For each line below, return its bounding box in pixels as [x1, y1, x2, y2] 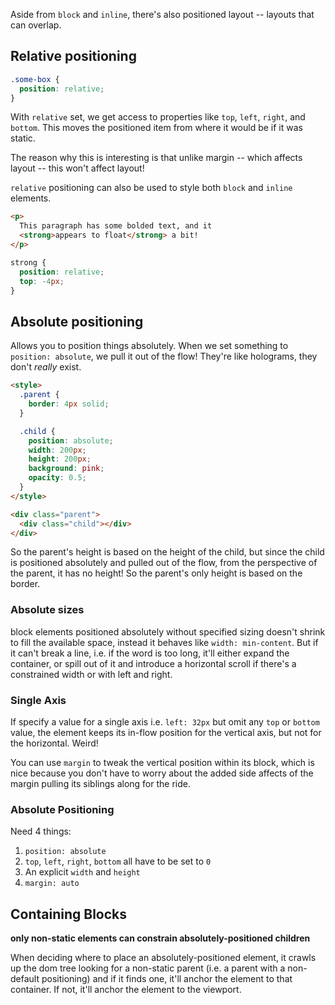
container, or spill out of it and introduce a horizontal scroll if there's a [10, 657, 297, 669]
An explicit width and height [24, 866, 141, 878]
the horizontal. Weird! [10, 737, 99, 749]
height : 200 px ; [28, 454, 92, 464]
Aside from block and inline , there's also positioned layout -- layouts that [10, 9, 315, 20]
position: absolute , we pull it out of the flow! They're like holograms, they [10, 350, 318, 363]
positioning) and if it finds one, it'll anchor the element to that [41, 973, 293, 985]
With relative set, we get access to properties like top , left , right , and [10, 111, 306, 123]
